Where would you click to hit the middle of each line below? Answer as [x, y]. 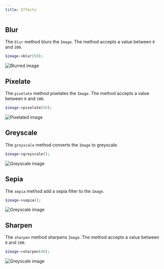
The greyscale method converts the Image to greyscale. [62, 145]
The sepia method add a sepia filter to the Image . [55, 191]
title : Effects [21, 10]
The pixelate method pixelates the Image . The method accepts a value [77, 93]
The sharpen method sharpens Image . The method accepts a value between [82, 237]
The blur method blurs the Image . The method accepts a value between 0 [80, 42]
